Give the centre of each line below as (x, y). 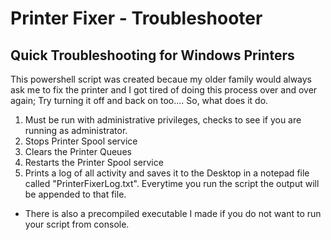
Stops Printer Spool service (81, 141)
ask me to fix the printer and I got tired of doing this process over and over (164, 90)
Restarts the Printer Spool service (94, 162)
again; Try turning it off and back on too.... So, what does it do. (139, 100)
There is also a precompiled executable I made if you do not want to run (173, 213)
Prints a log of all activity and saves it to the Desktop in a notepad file (167, 173)
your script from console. (77, 224)
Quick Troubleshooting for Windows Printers (152, 55)
